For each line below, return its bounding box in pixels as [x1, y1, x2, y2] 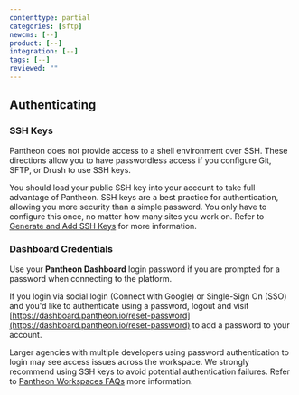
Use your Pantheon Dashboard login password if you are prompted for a [9, 264, 280, 275]
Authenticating [9, 97, 97, 113]
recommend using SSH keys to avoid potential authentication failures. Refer [9, 366, 291, 377]
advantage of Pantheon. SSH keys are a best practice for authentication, [9, 191, 279, 202]
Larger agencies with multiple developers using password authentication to [9, 346, 289, 358]
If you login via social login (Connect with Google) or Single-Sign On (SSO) [9, 291, 287, 302]
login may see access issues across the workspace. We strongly [9, 356, 250, 367]
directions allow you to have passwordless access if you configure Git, [9, 155, 272, 166]
